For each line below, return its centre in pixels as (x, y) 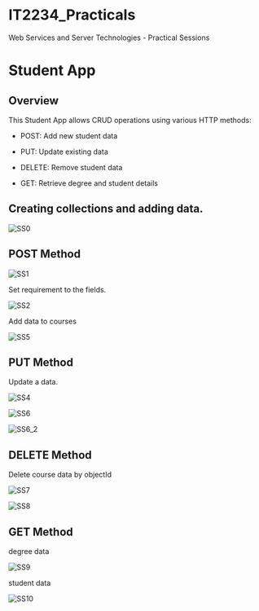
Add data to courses (43, 321)
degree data (29, 551)
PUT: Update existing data (64, 152)
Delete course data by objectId (60, 475)
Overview (34, 101)
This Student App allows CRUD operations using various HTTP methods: (130, 120)
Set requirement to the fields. (57, 289)
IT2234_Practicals (72, 15)
